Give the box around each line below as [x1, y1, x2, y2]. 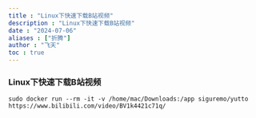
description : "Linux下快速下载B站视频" [8, 19, 135, 27]
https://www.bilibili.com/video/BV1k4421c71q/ [8, 102, 166, 110]
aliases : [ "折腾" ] [8, 33, 71, 42]
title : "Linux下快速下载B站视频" [8, 11, 114, 20]
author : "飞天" [8, 41, 60, 49]
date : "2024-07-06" [8, 26, 78, 34]
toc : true [8, 49, 45, 57]
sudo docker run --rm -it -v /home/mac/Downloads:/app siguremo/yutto [8, 95, 249, 104]
